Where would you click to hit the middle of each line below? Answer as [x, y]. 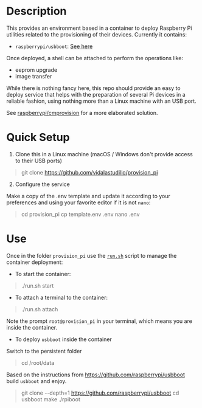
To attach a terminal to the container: [61, 297]
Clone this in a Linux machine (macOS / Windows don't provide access [104, 154]
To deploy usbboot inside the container [64, 339]
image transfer [33, 76]
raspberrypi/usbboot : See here [54, 46]
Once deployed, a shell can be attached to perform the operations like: [95, 58]
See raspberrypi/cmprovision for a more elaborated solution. [82, 112]
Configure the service [42, 184]
